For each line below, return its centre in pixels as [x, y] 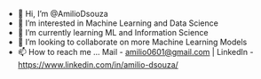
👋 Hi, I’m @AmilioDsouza [63, 14]
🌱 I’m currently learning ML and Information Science [113, 32]
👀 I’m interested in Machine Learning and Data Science [118, 23]
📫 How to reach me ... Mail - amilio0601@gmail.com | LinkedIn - [136, 52]
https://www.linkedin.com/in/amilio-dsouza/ [98, 65]
